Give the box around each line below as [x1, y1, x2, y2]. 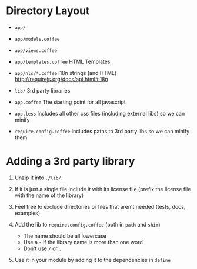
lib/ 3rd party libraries [14, 87, 71, 94]
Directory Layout [6, 4, 90, 18]
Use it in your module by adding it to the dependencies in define [14, 256, 171, 263]
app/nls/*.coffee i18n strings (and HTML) [14, 69, 117, 76]
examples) [14, 209, 41, 216]
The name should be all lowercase [23, 232, 107, 240]
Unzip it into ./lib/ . [14, 174, 63, 181]
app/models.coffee [14, 36, 60, 42]
